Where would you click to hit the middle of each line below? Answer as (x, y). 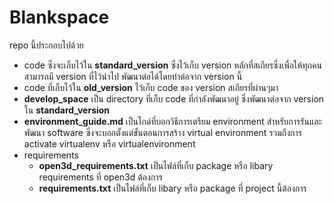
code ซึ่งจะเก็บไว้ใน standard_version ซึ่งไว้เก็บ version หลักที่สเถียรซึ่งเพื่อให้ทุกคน (172, 65)
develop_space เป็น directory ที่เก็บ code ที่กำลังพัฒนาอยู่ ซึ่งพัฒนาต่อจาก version (174, 98)
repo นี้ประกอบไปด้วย (46, 45)
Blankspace (59, 17)
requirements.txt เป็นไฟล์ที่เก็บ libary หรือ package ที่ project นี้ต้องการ (172, 188)
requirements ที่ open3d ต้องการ (100, 177)
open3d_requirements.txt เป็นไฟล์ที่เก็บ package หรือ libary (156, 165)
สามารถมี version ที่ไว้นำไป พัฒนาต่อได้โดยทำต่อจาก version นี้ (133, 76)
